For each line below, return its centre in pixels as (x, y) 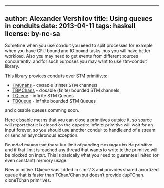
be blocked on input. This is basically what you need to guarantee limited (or (82, 155)
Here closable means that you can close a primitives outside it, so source (79, 120)
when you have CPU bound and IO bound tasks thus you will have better (78, 51)
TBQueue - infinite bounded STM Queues (54, 101)
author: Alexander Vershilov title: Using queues (79, 18)
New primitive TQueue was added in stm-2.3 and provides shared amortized (82, 169)
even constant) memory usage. (37, 160)
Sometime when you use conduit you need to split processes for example (79, 45)
